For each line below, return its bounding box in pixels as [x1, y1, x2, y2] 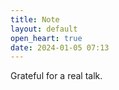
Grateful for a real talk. [10, 70, 103, 82]
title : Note [10, 14, 60, 25]
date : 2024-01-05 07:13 [10, 42, 110, 53]
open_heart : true [10, 33, 83, 43]
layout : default [10, 24, 78, 34]
